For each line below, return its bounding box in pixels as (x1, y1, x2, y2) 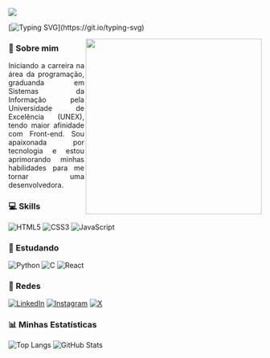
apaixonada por (8, 137, 84, 148)
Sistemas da (8, 87, 84, 96)
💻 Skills (8, 201, 41, 212)
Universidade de (8, 104, 84, 113)
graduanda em (8, 78, 84, 87)
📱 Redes (8, 280, 42, 291)
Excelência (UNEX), (8, 112, 84, 122)
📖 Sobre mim (8, 43, 59, 54)
